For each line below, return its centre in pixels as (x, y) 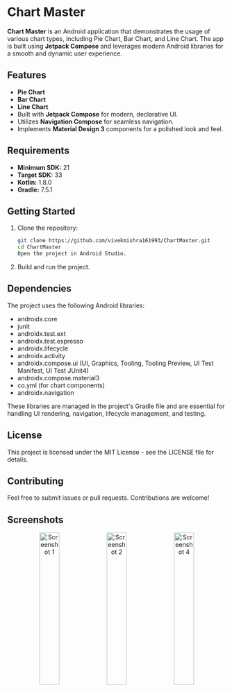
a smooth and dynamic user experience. (65, 53)
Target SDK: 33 (40, 175)
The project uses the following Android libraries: (76, 305)
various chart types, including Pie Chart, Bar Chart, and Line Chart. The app (116, 38)
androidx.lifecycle (43, 348)
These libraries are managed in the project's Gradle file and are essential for (116, 406)
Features (27, 75)
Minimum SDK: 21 (43, 167)
